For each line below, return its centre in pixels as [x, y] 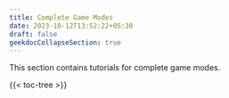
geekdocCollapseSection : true [65, 42]
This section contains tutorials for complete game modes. [115, 68]
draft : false [33, 34]
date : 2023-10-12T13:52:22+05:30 [71, 26]
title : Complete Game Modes [61, 17]
